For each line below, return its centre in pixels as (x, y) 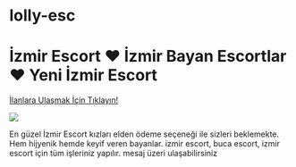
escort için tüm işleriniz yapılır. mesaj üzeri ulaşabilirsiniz (113, 154)
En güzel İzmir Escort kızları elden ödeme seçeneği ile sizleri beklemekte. (144, 134)
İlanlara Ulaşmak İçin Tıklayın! (64, 100)
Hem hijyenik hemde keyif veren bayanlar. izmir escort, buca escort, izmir (144, 144)
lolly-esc (42, 16)
